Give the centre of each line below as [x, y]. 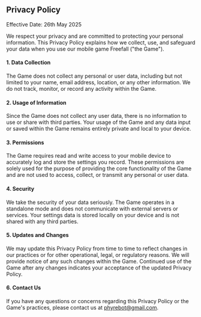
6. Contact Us [23, 288]
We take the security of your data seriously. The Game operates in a [91, 202]
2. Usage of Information [37, 102]
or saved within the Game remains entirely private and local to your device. [99, 129]
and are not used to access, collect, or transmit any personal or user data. [97, 175]
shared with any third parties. [43, 221]
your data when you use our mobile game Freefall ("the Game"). [85, 49]
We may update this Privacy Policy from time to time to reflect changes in [97, 248]
